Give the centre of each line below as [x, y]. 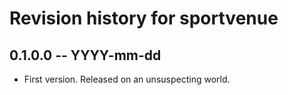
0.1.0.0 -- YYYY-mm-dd [85, 55]
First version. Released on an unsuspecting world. [127, 79]
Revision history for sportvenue [144, 18]
